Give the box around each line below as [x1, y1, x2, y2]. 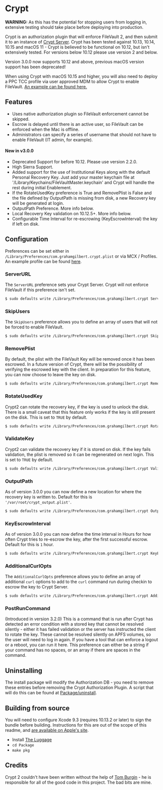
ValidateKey [5, 435, 34, 442]
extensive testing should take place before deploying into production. [5, 24, 144, 30]
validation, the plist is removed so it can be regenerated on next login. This [5, 451, 154, 457]
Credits [5, 761, 28, 770]
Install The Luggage [12, 737, 52, 743]
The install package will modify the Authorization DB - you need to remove [5, 679, 154, 686]
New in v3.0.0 [5, 148, 34, 154]
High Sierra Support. [12, 164, 53, 170]
